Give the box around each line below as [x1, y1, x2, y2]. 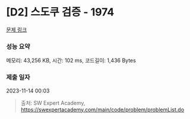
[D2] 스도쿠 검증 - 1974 [6, 5, 115, 19]
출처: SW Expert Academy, [20, 99, 85, 107]
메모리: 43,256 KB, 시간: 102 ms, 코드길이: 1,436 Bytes [6, 57, 137, 64]
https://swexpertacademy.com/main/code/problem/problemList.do [20, 106, 185, 113]
